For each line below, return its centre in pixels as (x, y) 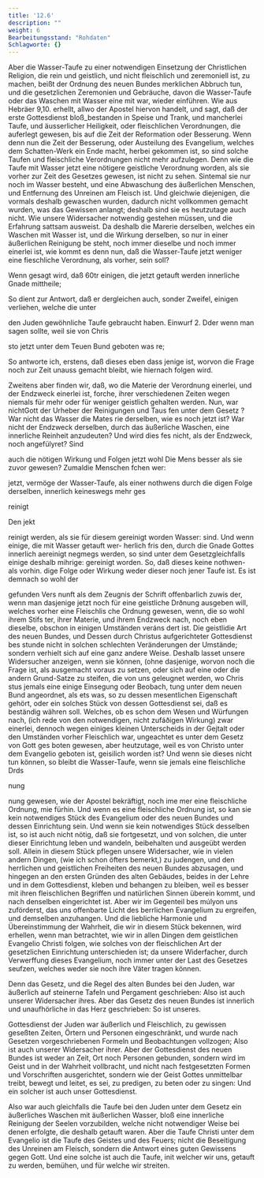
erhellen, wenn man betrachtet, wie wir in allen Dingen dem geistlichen (123, 935)
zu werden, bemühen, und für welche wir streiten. (89, 1165)
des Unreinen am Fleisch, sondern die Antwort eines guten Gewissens (122, 1149)
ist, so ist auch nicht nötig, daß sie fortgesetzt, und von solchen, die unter (128, 835)
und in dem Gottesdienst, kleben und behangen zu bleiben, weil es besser (128, 885)
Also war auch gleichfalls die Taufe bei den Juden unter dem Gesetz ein (125, 1107)
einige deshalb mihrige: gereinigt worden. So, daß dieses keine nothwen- (127, 563)
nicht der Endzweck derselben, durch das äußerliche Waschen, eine (119, 428)
